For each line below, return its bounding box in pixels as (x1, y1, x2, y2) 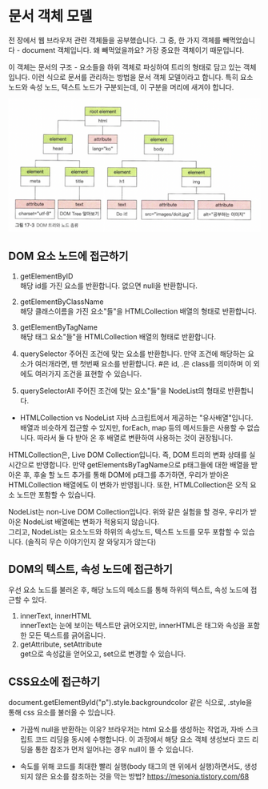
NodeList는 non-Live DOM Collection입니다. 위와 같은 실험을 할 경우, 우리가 (8, 507, 249, 516)
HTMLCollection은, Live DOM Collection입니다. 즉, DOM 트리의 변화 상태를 (8, 450, 248, 459)
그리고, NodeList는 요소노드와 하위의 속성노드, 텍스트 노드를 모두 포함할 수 (8, 527, 241, 536)
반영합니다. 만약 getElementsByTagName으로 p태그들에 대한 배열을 (35, 459, 250, 469)
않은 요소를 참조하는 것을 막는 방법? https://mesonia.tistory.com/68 (34, 771, 250, 781)
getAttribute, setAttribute (19, 639, 102, 649)
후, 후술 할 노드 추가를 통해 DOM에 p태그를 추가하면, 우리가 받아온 (22, 470, 230, 479)
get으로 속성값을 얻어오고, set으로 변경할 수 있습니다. (19, 649, 186, 659)
